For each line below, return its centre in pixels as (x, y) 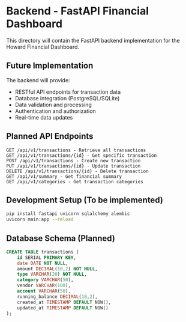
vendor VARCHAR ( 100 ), (44, 286)
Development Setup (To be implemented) (85, 200)
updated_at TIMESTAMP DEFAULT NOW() (63, 308)
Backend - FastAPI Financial (77, 11)
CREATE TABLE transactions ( (43, 252)
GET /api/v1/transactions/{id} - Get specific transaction (82, 155)
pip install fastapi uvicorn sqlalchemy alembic (68, 214)
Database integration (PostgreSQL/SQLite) (67, 98)
